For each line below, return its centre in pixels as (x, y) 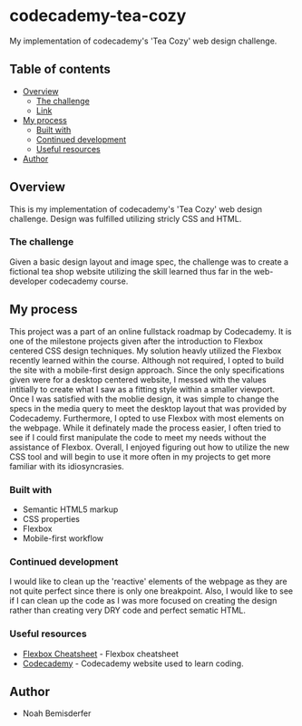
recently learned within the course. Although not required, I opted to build (146, 360)
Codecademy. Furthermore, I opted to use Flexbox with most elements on (147, 418)
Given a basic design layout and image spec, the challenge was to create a (149, 261)
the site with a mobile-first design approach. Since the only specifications (147, 370)
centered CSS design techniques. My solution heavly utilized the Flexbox (146, 351)
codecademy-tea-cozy (98, 16)
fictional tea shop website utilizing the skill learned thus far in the (131, 271)
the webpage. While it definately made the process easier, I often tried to (145, 428)
